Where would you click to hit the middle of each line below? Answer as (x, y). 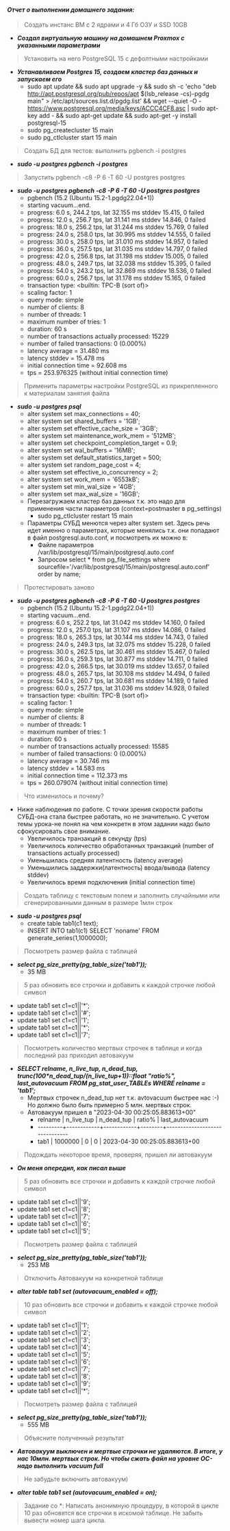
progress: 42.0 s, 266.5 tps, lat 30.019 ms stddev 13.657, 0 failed (118, 666)
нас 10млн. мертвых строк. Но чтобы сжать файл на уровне (108, 1459)
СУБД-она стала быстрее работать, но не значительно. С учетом (113, 817)
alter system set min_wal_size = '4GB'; (81, 487)
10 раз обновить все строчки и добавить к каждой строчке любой (121, 1305)
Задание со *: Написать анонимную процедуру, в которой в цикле (121, 1506)
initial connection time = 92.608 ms (77, 365)
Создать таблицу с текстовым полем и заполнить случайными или (122, 895)
